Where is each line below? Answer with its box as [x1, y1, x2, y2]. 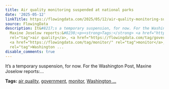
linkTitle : [5, 16, 28, 21]
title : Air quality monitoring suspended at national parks [5, 7, 134, 12]
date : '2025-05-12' [5, 12, 46, 17]
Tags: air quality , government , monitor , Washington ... [5, 78, 117, 84]
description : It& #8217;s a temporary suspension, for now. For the [5, 26, 150, 31]
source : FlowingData [5, 21, 49, 26]
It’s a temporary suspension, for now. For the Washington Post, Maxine [5, 63, 152, 69]
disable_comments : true [5, 49, 55, 54]
